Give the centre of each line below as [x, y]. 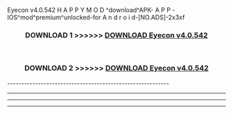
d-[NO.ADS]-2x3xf [158, 17]
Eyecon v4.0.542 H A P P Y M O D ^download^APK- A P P [89, 10]
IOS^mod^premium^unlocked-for [54, 17]
